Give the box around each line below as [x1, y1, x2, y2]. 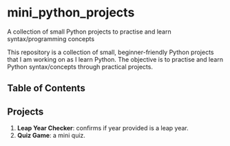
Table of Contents [7, 82, 86, 94]
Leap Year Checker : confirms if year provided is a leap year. [17, 124, 189, 132]
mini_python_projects [7, 5, 135, 21]
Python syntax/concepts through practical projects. [7, 62, 154, 71]
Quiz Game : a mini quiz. [17, 132, 86, 140]
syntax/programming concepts [7, 34, 95, 42]
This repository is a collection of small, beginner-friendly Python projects [7, 48, 215, 56]
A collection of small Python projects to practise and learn [7, 27, 171, 36]
